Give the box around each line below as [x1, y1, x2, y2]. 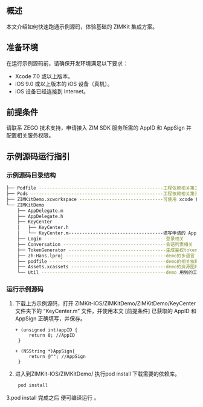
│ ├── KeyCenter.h [17, 225, 69, 231]
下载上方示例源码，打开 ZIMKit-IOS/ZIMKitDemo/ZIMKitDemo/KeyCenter [14, 300, 196, 307]
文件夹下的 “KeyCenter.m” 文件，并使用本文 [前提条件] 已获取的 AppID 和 [14, 308, 196, 315]
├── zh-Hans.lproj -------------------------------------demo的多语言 [17, 253, 195, 259]
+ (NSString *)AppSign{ [14, 348, 76, 354]
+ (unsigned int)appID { [14, 327, 78, 333]
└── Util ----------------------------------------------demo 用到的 [17, 270, 193, 276]
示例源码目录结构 [6, 171, 56, 179]
